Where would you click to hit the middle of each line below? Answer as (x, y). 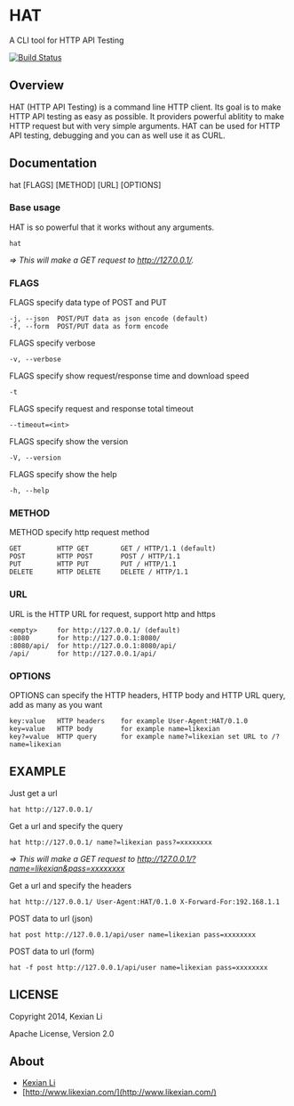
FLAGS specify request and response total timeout (101, 409)
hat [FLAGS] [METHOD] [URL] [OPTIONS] (85, 184)
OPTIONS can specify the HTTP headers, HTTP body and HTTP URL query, (147, 695)
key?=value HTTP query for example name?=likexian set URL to (139, 737)
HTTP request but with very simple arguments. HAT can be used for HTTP (145, 126)
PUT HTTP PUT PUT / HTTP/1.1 (93, 565)
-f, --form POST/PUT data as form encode (89, 327)
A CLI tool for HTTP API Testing (67, 40)
